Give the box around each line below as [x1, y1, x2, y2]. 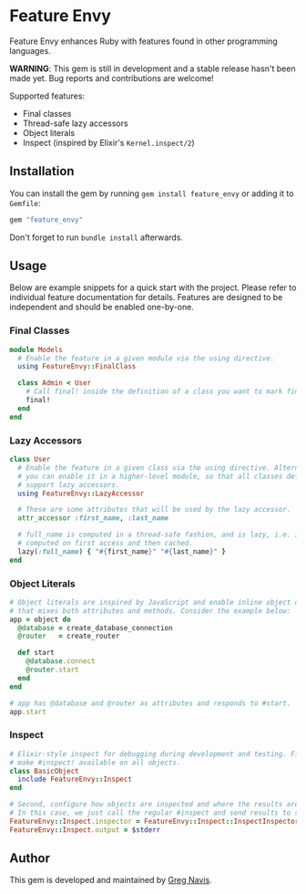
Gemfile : [9, 197, 41, 208]
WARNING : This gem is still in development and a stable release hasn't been [9, 63, 296, 74]
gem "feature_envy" [9, 215, 84, 224]
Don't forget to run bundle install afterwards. [9, 232, 184, 243]
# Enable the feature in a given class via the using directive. [17, 463, 271, 473]
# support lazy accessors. [17, 480, 120, 489]
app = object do [9, 615, 71, 624]
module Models [9, 345, 64, 354]
